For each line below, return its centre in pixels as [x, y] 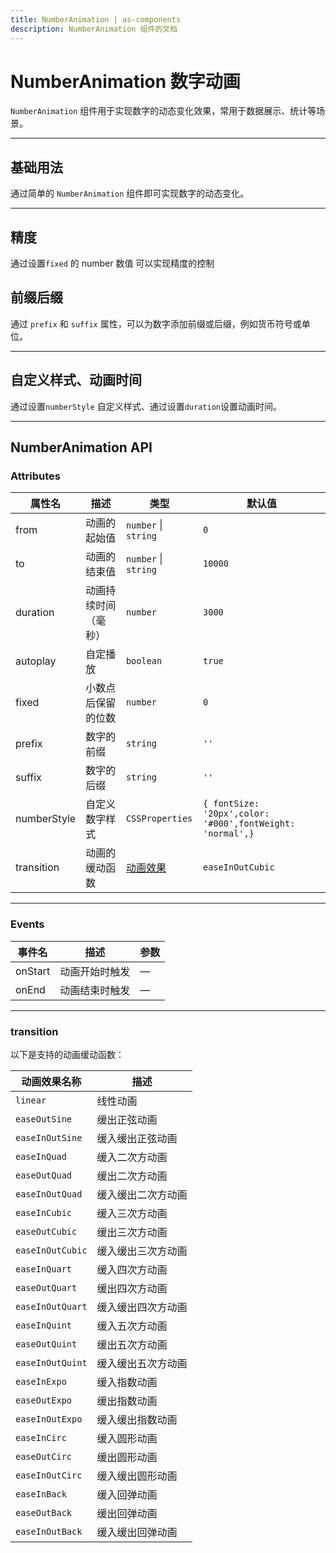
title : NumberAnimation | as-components [96, 19]
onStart [33, 971]
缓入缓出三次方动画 [142, 1251]
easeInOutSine [49, 1137]
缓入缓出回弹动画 [137, 1532]
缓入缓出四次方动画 [142, 1307]
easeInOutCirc [49, 1475]
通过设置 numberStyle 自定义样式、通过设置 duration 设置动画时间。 [146, 406]
